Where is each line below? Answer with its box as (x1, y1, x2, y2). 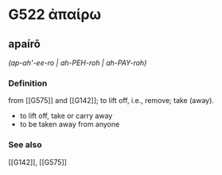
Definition (8, 78, 48, 89)
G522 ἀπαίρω (8, 6, 102, 24)
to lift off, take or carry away (19, 111, 113, 120)
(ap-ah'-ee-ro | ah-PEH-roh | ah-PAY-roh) (8, 58, 147, 67)
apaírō (8, 37, 41, 51)
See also (8, 139, 42, 150)
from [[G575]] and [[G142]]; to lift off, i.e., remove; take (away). (8, 96, 215, 105)
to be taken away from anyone (19, 120, 120, 129)
